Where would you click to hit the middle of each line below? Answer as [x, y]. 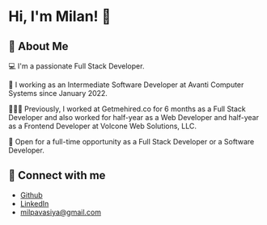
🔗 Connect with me [57, 175]
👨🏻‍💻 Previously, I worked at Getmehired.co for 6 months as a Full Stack [127, 109]
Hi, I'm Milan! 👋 [60, 17]
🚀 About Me [38, 46]
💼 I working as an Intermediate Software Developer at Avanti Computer [126, 85]
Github [31, 195]
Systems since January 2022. [58, 93]
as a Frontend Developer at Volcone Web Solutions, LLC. [102, 126]
